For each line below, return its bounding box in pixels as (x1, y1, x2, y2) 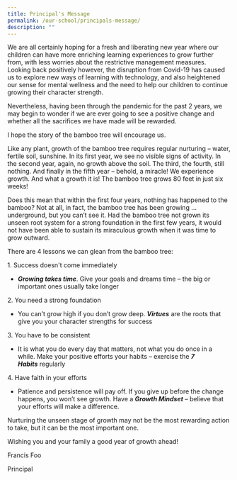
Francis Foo (7, 451, 42, 459)
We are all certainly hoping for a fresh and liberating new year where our (7, 43, 219, 52)
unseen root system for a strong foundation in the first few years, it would (7, 218, 221, 227)
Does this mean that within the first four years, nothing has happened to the (7, 196, 228, 204)
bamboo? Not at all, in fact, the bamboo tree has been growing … (7, 203, 197, 212)
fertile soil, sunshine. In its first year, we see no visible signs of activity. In (7, 152, 221, 160)
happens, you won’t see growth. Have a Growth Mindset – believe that (17, 395, 224, 403)
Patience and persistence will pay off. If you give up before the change (17, 387, 224, 396)
